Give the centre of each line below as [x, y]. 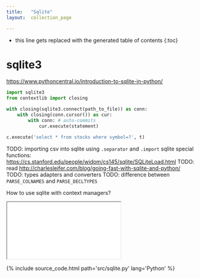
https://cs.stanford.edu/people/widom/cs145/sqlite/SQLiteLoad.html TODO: [100, 161]
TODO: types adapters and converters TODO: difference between [88, 174]
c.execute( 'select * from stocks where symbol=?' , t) [76, 137]
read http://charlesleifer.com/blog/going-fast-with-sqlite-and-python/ [93, 168]
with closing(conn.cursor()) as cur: [65, 115]
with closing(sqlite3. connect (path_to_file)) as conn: [77, 109]
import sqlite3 [25, 93]
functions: [19, 155]
